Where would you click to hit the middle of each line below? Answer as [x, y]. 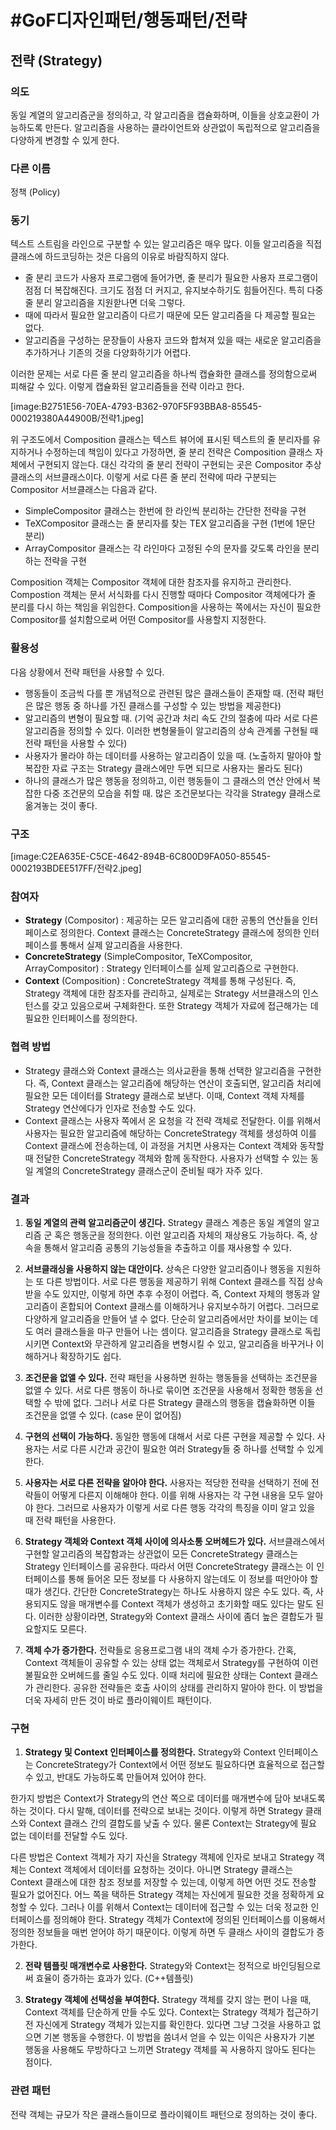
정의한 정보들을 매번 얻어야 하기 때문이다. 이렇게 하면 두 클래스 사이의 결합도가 [162, 1932]
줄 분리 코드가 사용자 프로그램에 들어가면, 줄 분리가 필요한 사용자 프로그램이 [171, 278]
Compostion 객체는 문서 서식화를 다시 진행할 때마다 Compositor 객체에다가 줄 [163, 595]
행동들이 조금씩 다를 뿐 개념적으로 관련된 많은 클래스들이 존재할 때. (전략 [165, 693]
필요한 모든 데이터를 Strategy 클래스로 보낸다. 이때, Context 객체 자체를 [164, 1095]
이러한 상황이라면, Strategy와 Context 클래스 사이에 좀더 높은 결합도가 [175, 1616]
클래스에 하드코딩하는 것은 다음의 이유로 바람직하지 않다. [120, 257]
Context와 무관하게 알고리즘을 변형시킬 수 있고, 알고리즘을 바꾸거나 [182, 1343]
